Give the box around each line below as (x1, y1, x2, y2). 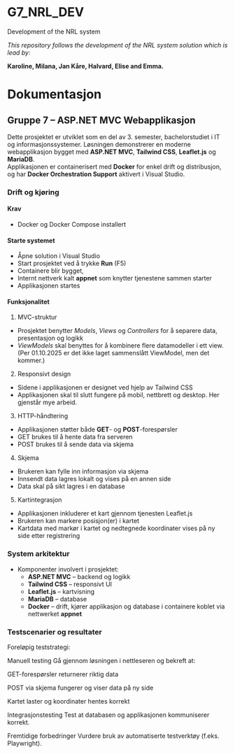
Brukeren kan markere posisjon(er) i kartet (17, 517, 140, 525)
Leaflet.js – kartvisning (27, 587, 95, 595)
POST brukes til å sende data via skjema (17, 440, 134, 448)
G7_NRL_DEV (7, 4, 85, 20)
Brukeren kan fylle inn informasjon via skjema (17, 467, 149, 476)
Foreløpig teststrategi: (7, 643, 71, 651)
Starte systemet (7, 236, 55, 245)
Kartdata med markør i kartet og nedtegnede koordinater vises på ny (17, 524, 215, 532)
